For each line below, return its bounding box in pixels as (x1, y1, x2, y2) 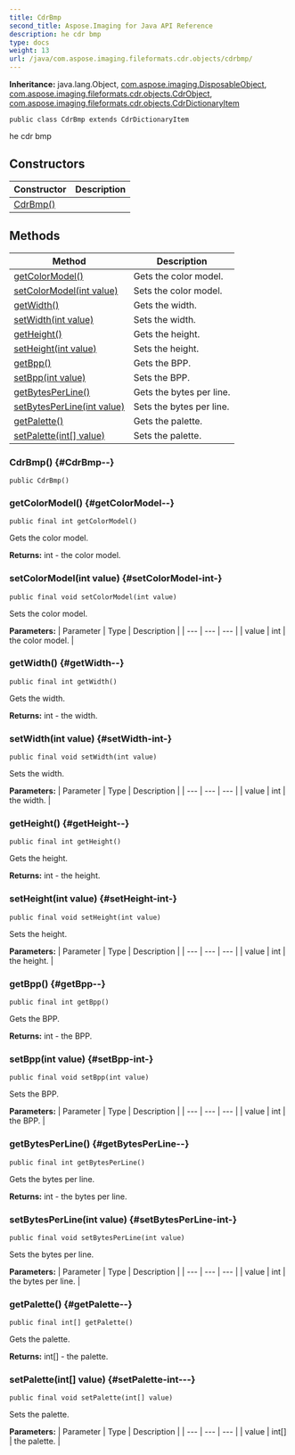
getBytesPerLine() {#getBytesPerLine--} (9, 1138, 190, 1150)
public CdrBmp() (9, 476, 70, 485)
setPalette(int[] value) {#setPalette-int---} (9, 1374, 196, 1386)
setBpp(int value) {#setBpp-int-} (9, 1053, 154, 1065)
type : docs (9, 37, 50, 47)
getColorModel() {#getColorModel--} (9, 497, 176, 509)
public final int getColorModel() (9, 517, 138, 526)
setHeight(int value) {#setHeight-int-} (9, 892, 178, 905)
